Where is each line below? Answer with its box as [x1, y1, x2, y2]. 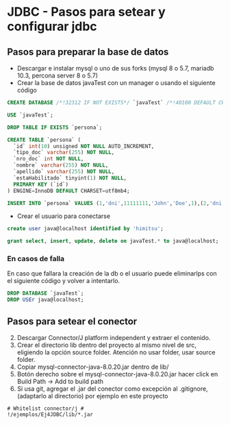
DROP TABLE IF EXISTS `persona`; [7, 124, 103, 131]
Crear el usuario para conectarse [16, 212, 111, 220]
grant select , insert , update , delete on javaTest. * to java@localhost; [7, 238, 219, 245]
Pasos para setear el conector [7, 315, 138, 327]
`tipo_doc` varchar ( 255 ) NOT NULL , [13, 149, 115, 156]
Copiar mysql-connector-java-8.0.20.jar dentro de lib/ [16, 363, 169, 371]
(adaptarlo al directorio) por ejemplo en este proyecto [16, 391, 168, 400]
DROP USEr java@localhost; [7, 296, 84, 304]
